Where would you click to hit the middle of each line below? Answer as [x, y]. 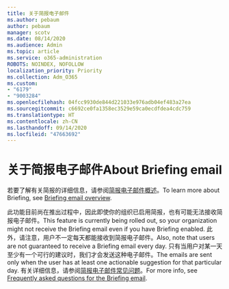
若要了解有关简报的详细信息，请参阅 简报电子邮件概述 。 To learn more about [113, 190]
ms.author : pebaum [33, 20]
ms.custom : [23, 83]
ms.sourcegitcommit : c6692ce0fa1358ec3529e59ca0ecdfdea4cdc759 [99, 109]
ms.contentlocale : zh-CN [42, 121]
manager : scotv [29, 32]
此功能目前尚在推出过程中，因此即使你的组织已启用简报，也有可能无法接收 [112, 212]
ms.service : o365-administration [55, 58]
